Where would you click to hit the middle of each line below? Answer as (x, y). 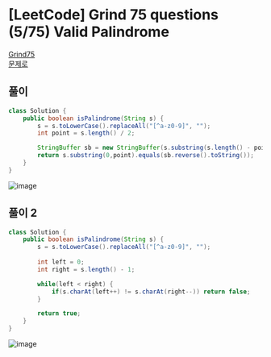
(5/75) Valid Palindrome (89, 32)
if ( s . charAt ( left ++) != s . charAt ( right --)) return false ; (151, 292)
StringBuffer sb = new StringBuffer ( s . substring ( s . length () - (144, 148)
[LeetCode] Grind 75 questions (114, 15)
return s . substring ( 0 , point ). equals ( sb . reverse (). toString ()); (146, 156)
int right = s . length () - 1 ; (86, 269)
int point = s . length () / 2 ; (86, 133)
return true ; (59, 313)
